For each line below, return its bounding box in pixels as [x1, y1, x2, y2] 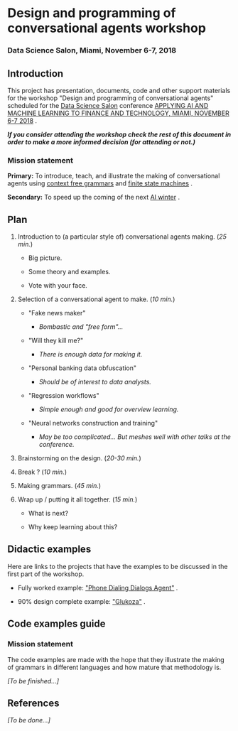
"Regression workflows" [28, 391, 99, 400]
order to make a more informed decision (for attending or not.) [7, 137, 195, 146]
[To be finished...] [7, 676, 59, 685]
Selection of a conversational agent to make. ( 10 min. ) [17, 295, 175, 303]
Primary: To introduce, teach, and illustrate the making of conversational [7, 172, 220, 180]
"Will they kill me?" [28, 336, 84, 345]
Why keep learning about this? [28, 523, 118, 531]
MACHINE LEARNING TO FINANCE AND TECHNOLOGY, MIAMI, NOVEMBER [7, 109, 229, 117]
